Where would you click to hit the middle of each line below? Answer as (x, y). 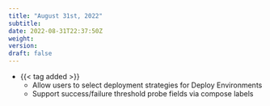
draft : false (30, 53)
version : (23, 46)
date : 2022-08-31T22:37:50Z (56, 31)
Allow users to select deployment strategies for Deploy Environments (147, 85)
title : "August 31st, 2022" (56, 16)
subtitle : (25, 23)
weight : (21, 38)
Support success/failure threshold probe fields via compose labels (143, 93)
